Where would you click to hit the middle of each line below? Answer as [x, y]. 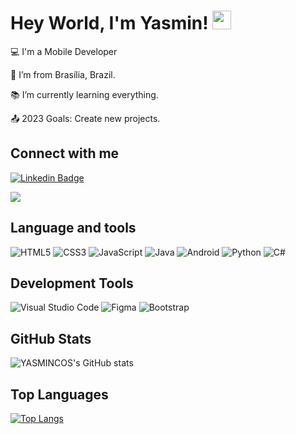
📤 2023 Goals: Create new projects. [85, 118]
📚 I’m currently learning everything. [84, 94]
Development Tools [72, 283]
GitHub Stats [51, 338]
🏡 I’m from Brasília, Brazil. [63, 74]
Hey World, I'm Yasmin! [109, 23]
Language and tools [73, 228]
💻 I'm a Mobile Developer [64, 51]
